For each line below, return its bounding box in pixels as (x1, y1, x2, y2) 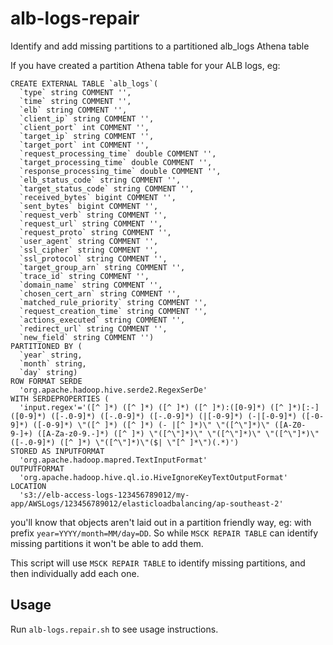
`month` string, (19, 358, 87, 369)
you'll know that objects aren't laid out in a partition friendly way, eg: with (10, 516, 312, 528)
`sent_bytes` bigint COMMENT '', (19, 201, 159, 211)
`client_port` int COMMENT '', (19, 122, 150, 132)
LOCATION (10, 481, 47, 491)
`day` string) (19, 367, 78, 377)
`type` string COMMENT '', (19, 87, 132, 97)
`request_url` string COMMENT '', (19, 218, 163, 229)
